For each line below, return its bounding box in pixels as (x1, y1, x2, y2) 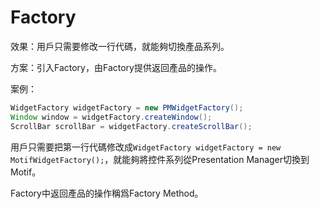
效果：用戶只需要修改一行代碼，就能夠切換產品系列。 (10, 40, 230, 52)
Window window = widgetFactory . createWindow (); (10, 112, 213, 122)
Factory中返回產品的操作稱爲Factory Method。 (10, 187, 204, 199)
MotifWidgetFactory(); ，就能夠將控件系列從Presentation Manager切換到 (10, 153, 310, 165)
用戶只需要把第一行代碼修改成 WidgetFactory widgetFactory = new (10, 141, 282, 153)
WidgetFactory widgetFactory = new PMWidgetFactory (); (10, 102, 244, 113)
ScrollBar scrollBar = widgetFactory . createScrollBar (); (10, 121, 253, 131)
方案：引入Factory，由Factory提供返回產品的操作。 (10, 61, 222, 73)
